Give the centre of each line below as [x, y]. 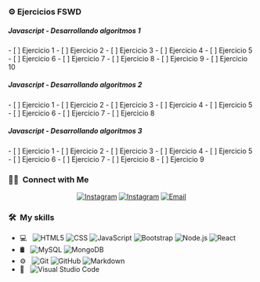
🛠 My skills [31, 218]
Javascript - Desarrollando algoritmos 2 [75, 85]
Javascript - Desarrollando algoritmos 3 [75, 131]
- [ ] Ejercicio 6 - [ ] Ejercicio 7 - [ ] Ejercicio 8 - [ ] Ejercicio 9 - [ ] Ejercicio [128, 58]
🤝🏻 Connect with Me [49, 179]
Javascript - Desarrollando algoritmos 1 [74, 31]
